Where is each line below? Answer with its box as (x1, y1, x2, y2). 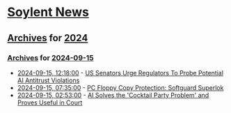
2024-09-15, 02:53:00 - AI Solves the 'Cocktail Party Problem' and (17, 91, 209, 99)
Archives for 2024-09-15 (7, 53, 94, 63)
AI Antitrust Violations (17, 76, 80, 84)
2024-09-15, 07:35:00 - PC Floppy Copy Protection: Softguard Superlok (17, 83, 224, 91)
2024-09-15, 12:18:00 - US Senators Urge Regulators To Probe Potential (17, 68, 224, 77)
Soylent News (7, 4, 89, 20)
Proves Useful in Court (17, 98, 83, 107)
